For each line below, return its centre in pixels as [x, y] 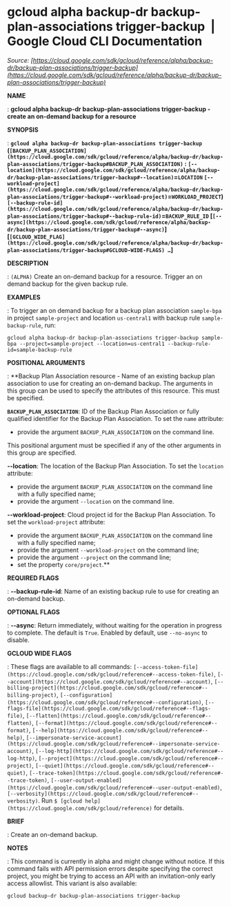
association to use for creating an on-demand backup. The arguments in [110, 383]
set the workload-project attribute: [56, 522]
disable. [18, 640]
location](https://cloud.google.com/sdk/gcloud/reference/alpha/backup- [114, 170]
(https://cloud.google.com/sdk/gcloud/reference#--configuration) [104, 702]
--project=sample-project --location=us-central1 [92, 344]
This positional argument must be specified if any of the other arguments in [114, 445]
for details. [169, 807]
